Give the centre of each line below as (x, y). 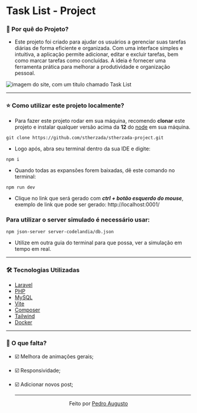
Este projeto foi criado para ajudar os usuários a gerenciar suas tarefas (100, 42)
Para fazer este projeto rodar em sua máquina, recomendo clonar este (100, 120)
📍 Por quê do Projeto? (38, 29)
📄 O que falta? (26, 343)
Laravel (23, 285)
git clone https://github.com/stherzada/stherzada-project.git (85, 137)
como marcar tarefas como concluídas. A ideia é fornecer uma (90, 61)
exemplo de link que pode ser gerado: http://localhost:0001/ (87, 204)
